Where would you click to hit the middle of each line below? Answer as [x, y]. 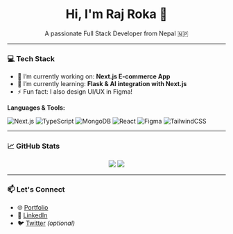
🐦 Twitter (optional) [46, 223]
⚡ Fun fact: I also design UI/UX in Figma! [75, 92]
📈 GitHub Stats [34, 147]
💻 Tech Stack [31, 58]
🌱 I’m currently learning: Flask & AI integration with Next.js [102, 84]
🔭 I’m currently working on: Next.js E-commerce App [94, 76]
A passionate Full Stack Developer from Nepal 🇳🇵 [116, 33]
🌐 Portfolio [33, 207]
